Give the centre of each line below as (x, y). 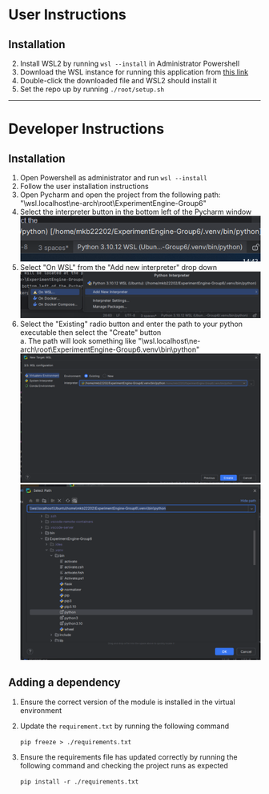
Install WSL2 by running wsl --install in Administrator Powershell (130, 63)
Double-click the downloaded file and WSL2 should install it (118, 81)
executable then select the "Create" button (90, 332)
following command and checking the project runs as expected (124, 765)
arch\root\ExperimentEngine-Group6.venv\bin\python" (110, 349)
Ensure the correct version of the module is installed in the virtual (127, 702)
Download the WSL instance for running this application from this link (134, 72)
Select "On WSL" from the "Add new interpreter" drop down (118, 267)
